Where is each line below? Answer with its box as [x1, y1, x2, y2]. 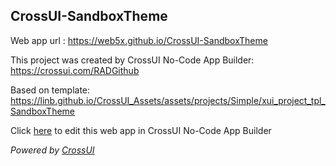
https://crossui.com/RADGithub [10, 64, 140, 76]
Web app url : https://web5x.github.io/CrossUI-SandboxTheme [10, 34, 268, 46]
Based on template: [10, 84, 91, 96]
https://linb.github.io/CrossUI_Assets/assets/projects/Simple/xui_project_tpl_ [10, 94, 326, 106]
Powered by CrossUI [10, 144, 95, 156]
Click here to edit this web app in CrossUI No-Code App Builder [10, 124, 272, 136]
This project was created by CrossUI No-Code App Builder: [10, 54, 255, 66]
